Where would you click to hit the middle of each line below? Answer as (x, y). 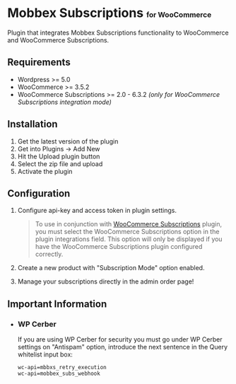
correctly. (49, 254)
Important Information (57, 304)
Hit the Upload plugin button (59, 156)
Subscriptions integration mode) (64, 102)
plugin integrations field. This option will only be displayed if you (129, 239)
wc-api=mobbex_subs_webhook (59, 374)
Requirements (39, 63)
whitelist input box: (45, 354)
